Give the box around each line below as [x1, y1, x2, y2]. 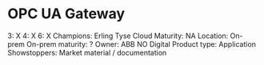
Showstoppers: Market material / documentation [7, 48, 167, 57]
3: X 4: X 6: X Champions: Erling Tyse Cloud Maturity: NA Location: [7, 31, 229, 40]
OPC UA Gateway [7, 5, 126, 23]
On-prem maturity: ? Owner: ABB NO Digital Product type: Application [26, 39, 257, 48]
